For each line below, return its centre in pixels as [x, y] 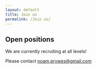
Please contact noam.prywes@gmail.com [48, 61]
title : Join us [21, 14]
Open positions [30, 39]
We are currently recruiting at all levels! [46, 51]
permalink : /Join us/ [28, 19]
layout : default [22, 10]
